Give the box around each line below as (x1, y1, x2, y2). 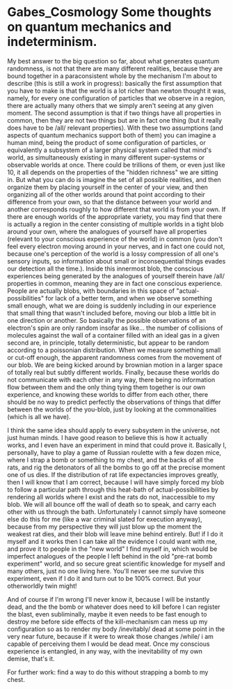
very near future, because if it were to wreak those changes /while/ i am (7, 632, 214, 640)
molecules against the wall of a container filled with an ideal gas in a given (7, 331, 220, 339)
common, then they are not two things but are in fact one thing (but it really (7, 116, 223, 124)
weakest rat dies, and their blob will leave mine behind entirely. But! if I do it (7, 529, 224, 538)
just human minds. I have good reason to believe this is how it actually (7, 433, 207, 441)
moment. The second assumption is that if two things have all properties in (7, 109, 221, 117)
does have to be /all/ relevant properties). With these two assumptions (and (7, 123, 224, 132)
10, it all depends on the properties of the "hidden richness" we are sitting (7, 168, 218, 176)
